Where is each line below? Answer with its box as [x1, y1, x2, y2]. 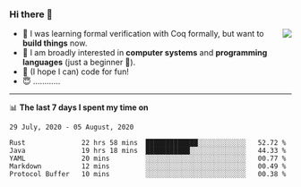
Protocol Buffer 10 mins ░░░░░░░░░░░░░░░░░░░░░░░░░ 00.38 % [9, 170, 287, 179]
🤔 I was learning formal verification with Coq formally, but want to [21, 29, 264, 39]
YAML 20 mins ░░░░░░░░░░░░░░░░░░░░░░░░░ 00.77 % [9, 154, 287, 164]
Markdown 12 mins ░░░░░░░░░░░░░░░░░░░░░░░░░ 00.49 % [9, 162, 287, 171]
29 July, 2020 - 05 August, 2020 [9, 123, 134, 132]
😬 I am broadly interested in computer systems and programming [21, 47, 268, 58]
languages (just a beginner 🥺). [21, 57, 136, 68]
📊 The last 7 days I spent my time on [9, 102, 150, 113]
